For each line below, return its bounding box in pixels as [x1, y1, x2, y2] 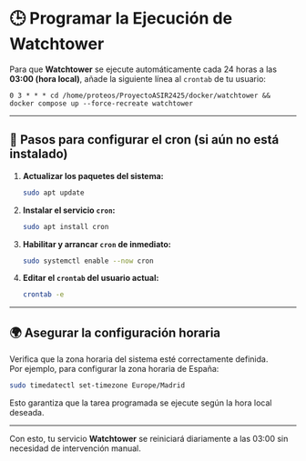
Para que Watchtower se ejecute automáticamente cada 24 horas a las [9, 64, 278, 75]
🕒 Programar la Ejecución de [9, 8, 233, 29]
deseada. [9, 406, 45, 417]
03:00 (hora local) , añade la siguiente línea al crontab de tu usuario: [9, 73, 267, 84]
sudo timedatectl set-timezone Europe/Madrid [9, 381, 185, 390]
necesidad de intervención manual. [9, 443, 141, 454]
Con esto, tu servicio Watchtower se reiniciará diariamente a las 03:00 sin [9, 433, 289, 444]
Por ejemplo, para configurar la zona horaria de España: [9, 364, 219, 375]
